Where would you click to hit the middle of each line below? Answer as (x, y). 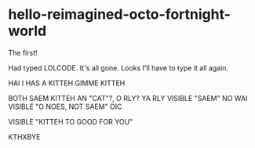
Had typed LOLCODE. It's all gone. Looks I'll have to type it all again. (118, 67)
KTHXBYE (24, 137)
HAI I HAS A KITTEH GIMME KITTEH (67, 83)
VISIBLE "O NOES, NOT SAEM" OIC (66, 106)
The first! (23, 52)
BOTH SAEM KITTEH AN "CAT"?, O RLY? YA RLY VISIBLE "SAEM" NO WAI (128, 98)
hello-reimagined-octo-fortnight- (120, 14)
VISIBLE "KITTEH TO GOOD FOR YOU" (71, 121)
